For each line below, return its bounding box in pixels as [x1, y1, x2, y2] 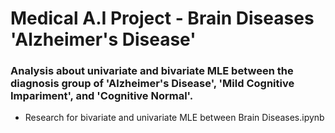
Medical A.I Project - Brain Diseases [10, 7, 315, 30]
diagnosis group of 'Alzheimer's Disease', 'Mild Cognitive [10, 77, 295, 91]
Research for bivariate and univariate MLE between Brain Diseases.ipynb [24, 112, 325, 124]
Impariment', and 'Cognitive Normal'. [10, 89, 194, 103]
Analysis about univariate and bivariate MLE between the [10, 64, 294, 78]
